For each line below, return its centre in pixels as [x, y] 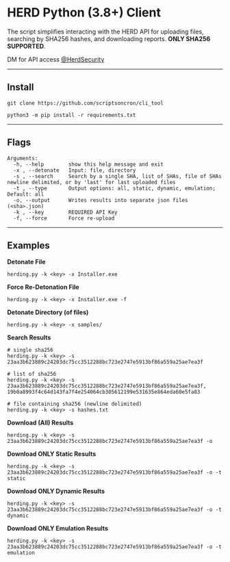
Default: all [26, 194]
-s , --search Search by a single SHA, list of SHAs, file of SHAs [118, 176]
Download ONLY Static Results [52, 454]
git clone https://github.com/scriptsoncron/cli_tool [86, 103]
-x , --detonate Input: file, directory [75, 170]
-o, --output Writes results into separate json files [101, 200]
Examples [28, 245]
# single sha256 [30, 350]
